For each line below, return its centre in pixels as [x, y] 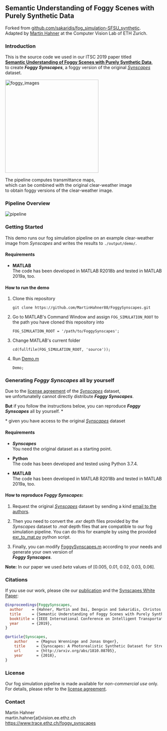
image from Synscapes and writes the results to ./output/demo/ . [71, 243]
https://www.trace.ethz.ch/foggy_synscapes [50, 723]
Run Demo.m [26, 359]
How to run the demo [27, 287]
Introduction [20, 46]
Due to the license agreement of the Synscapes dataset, [63, 391]
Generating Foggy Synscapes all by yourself [60, 381]
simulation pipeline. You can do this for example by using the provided [84, 532]
